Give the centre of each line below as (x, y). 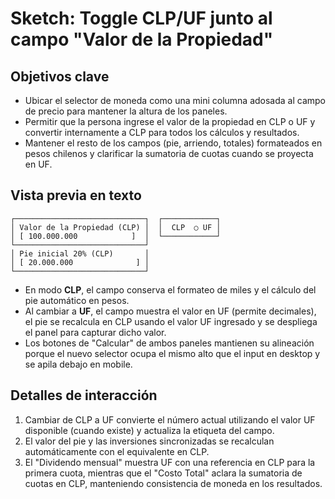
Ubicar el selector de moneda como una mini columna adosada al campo (175, 100)
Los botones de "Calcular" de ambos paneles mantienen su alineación (169, 343)
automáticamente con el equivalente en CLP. (117, 451)
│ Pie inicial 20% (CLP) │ (80, 253)
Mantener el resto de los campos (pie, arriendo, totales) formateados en (173, 143)
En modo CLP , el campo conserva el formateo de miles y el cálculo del (170, 289)
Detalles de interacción (84, 395)
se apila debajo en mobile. (78, 364)
